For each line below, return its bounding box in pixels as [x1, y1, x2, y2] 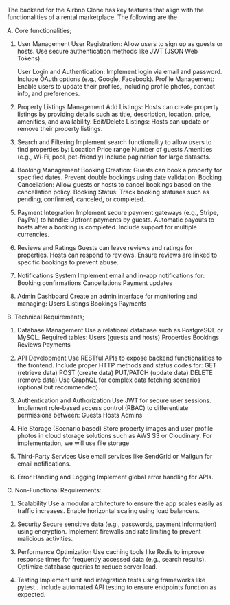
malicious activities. [16, 535, 73, 543]
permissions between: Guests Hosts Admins [16, 411, 143, 419]
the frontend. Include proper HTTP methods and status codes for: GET [16, 361, 217, 369]
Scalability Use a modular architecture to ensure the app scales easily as [16, 499, 223, 507]
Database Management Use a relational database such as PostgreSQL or [16, 326, 224, 334]
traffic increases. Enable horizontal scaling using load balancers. [16, 507, 200, 514]
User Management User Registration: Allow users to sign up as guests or [16, 40, 223, 47]
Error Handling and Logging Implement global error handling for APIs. [16, 473, 214, 481]
